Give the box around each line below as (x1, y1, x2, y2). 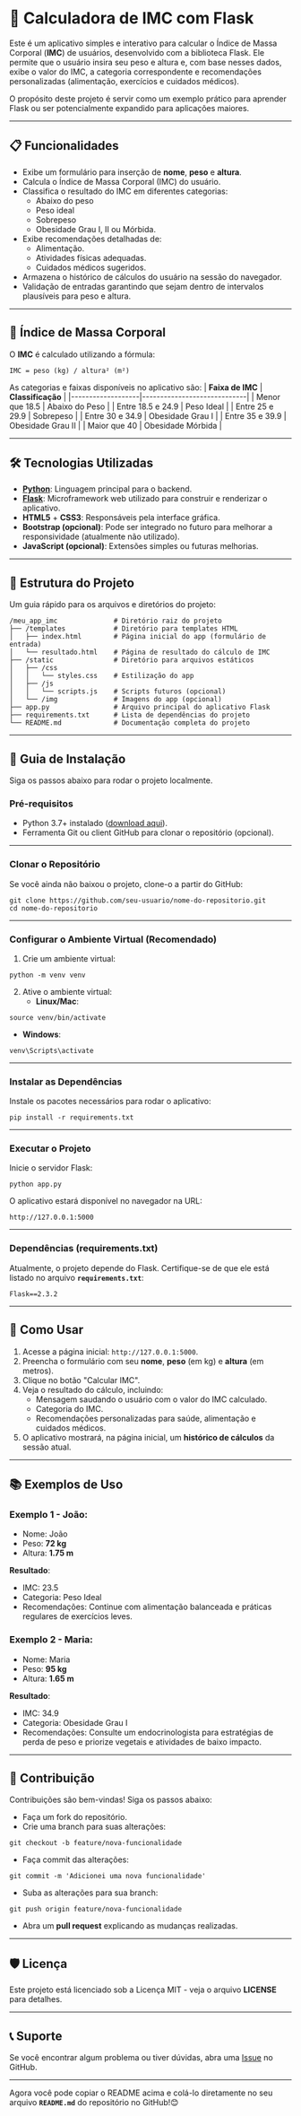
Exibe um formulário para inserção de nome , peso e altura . (21, 166, 242, 178)
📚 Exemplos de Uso (9, 1476, 124, 1492)
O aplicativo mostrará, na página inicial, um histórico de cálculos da (21, 1432, 275, 1442)
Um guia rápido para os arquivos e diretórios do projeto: (9, 599, 217, 610)
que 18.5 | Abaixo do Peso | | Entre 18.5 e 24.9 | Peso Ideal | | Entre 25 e (9, 401, 274, 412)
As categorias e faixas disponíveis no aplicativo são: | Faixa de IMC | (9, 381, 262, 393)
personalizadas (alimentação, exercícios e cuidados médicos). (9, 75, 240, 86)
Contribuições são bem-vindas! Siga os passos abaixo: (9, 1794, 212, 1806)
